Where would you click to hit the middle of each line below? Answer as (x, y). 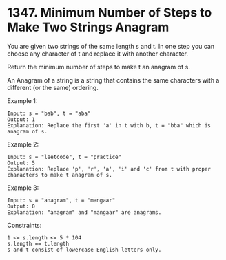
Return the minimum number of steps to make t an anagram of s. (99, 67)
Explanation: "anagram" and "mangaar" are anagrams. (84, 212)
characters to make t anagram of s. (60, 175)
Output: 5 (21, 163)
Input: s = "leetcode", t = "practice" (64, 157)
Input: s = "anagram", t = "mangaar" (61, 200)
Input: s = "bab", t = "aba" (49, 113)
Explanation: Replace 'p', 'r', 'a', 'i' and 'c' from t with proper (109, 169)
